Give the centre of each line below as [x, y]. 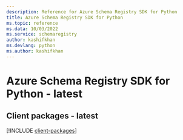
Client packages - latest [52, 116]
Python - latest [45, 94]
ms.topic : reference [32, 23]
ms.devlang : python [31, 46]
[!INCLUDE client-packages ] [42, 130]
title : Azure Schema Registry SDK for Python [65, 17]
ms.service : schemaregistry [42, 34]
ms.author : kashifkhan [35, 51]
